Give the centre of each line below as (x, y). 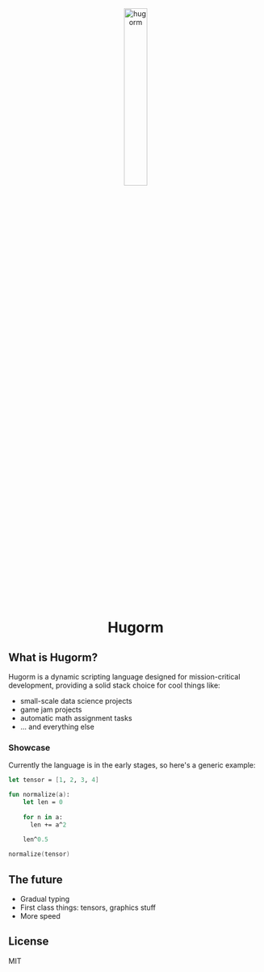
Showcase (29, 747)
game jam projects (51, 709)
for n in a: (43, 817)
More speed (40, 915)
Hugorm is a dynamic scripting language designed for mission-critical (124, 677)
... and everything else (57, 727)
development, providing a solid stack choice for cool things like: (114, 685)
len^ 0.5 (36, 839)
